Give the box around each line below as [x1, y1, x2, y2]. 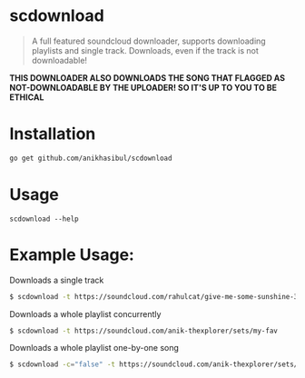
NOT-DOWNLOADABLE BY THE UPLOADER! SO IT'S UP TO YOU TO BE [9, 82, 278, 93]
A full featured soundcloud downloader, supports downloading [31, 35, 266, 46]
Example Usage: [9, 244, 134, 264]
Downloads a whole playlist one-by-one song [9, 343, 180, 353]
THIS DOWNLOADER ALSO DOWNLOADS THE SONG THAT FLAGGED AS [9, 72, 286, 83]
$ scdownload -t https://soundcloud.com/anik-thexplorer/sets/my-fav [9, 326, 279, 335]
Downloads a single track [9, 274, 104, 285]
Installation [9, 124, 96, 144]
